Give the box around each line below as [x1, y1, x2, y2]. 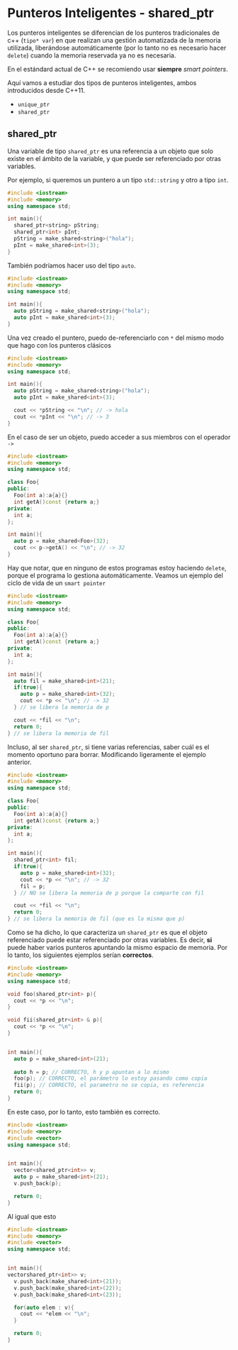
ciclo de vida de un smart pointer [7, 578, 106, 587]
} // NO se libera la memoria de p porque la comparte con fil [13, 889, 204, 897]
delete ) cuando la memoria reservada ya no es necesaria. [7, 51, 176, 60]
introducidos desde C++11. [7, 86, 86, 94]
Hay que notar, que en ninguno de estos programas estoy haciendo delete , [7, 563, 227, 572]
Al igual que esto [7, 1212, 57, 1221]
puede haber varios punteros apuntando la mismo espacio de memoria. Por [7, 944, 228, 951]
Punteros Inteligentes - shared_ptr [7, 5, 215, 21]
